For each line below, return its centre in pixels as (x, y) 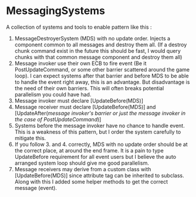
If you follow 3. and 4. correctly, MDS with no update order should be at (101, 144)
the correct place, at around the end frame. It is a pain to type (89, 150)
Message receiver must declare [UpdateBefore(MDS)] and (85, 107)
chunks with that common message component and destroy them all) (98, 57)
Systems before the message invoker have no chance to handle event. (99, 125)
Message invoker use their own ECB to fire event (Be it (80, 63)
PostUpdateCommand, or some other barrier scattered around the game (102, 69)
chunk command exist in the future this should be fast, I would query (97, 50)
